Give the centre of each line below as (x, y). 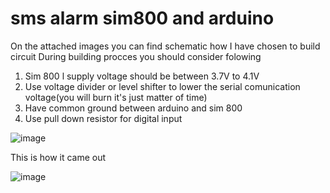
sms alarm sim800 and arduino (142, 18)
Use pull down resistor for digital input (103, 118)
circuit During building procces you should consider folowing (136, 56)
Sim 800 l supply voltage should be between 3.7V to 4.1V (142, 76)
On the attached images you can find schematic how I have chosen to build (165, 46)
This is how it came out (58, 157)
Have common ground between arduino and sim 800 (133, 108)
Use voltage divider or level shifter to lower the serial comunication (162, 86)
